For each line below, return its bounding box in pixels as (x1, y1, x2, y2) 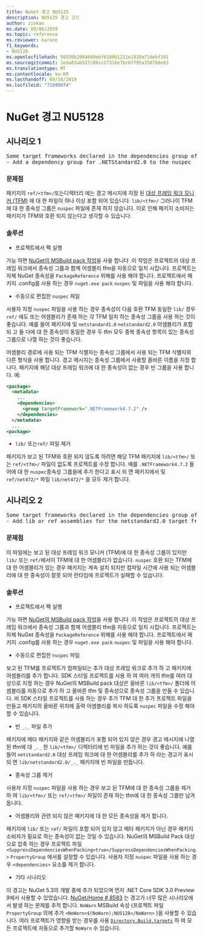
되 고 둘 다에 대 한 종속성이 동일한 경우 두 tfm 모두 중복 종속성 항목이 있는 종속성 (6, 328, 195, 335)
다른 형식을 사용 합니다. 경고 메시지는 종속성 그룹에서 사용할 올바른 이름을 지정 (6, 356, 190, 363)
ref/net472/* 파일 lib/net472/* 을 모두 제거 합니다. (6, 475, 131, 483)
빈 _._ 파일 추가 (14, 722, 53, 730)
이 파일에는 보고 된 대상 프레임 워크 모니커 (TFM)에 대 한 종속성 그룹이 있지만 (6, 548, 187, 556)
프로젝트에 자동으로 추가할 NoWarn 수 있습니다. (12, 924, 121, 932)
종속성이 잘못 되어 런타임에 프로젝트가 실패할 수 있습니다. (30, 571, 164, 579)
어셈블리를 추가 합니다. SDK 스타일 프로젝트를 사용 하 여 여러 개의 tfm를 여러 (6, 671, 186, 679)
